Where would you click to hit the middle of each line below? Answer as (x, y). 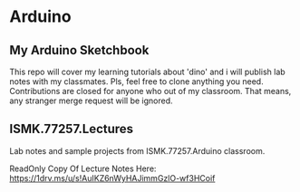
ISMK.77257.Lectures (72, 129)
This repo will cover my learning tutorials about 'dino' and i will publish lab (147, 72)
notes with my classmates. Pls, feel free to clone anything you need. (137, 82)
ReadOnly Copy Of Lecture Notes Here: (83, 168)
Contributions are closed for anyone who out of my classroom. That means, (150, 91)
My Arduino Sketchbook (79, 50)
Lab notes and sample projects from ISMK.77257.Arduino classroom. (137, 150)
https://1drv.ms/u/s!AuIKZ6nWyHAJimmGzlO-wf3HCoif (112, 178)
